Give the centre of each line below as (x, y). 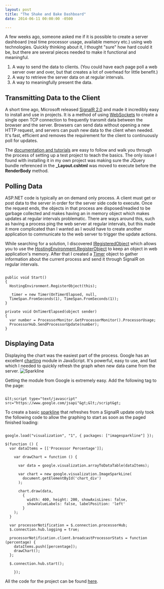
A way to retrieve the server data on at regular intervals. (68, 77)
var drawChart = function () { (46, 457)
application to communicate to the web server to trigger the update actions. (81, 234)
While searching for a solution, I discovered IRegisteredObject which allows (81, 244)
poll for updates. (21, 141)
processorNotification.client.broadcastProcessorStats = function (78, 538)
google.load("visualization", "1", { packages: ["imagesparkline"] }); (79, 435)
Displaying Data (30, 344)
